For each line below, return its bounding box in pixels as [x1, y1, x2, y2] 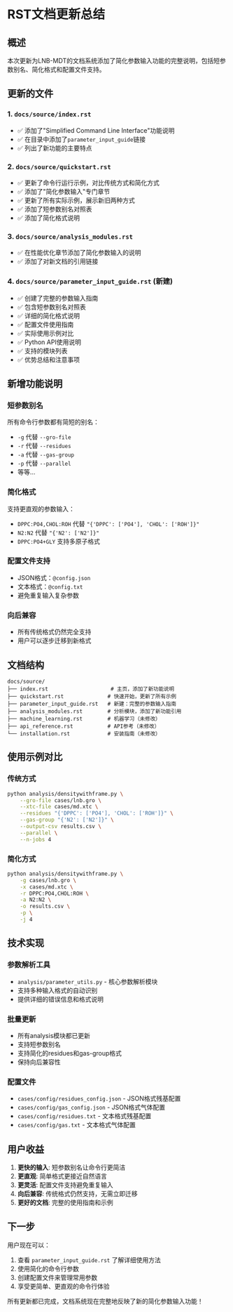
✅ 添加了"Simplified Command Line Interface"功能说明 [17, 126, 175, 134]
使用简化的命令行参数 [17, 1264, 79, 1273]
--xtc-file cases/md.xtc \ [20, 803, 99, 811]
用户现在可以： [7, 1240, 50, 1249]
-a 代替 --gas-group [17, 450, 75, 459]
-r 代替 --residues [17, 442, 71, 450]
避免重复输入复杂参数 [17, 591, 79, 599]
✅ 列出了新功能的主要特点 [17, 143, 92, 152]
